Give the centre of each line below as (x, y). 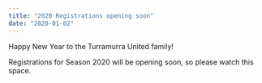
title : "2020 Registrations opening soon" (81, 16)
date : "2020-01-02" (41, 23)
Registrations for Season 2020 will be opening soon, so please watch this (131, 62)
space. (20, 70)
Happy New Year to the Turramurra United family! (91, 46)
